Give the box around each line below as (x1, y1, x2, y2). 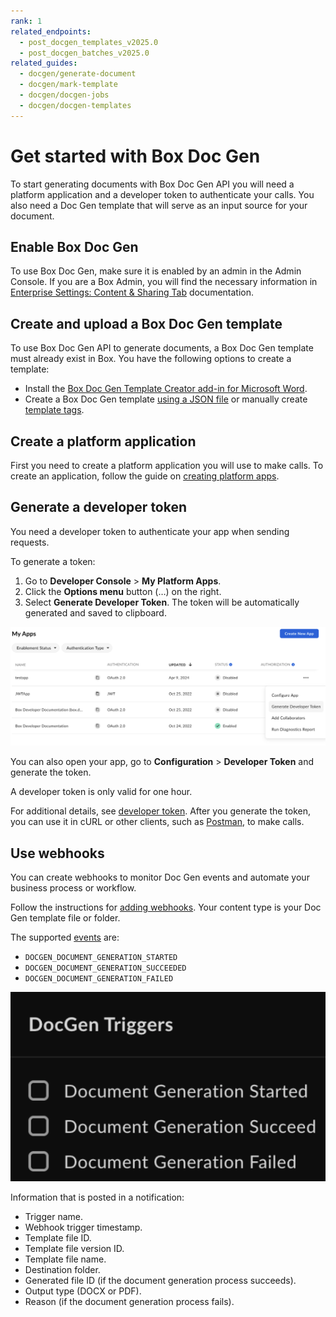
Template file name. (24, 1253, 107, 1265)
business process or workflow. (10, 882, 137, 894)
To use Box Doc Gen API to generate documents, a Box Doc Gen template (10, 342, 314, 354)
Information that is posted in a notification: (10, 1191, 185, 1204)
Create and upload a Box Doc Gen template (10, 315, 283, 332)
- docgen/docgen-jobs (19, 90, 110, 100)
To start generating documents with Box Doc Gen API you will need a (10, 178, 295, 190)
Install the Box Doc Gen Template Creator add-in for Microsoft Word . (24, 383, 308, 395)
